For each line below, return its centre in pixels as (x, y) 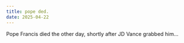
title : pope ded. (28, 11)
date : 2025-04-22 (28, 17)
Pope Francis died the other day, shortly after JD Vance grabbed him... (93, 34)
